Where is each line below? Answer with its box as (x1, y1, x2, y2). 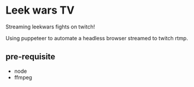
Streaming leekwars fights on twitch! (5, 23, 96, 30)
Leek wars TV (5, 4, 75, 17)
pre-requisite (5, 51, 56, 62)
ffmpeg (14, 73, 33, 80)
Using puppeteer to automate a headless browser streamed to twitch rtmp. (5, 34, 188, 41)
